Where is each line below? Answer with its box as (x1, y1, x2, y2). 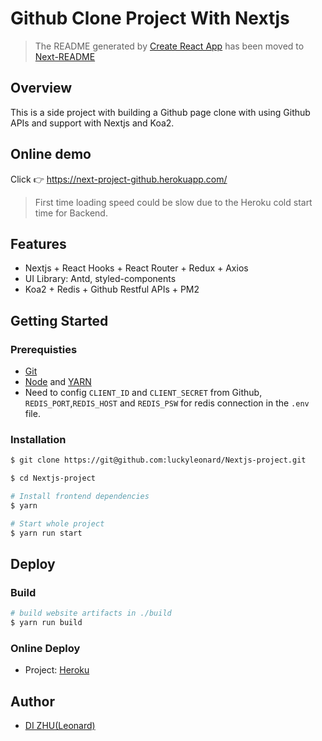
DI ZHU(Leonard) (24, 720, 96, 732)
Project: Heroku (24, 664, 90, 676)
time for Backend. (34, 207, 108, 219)
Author (10, 693, 55, 710)
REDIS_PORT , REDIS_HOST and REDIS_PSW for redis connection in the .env (24, 397, 310, 409)
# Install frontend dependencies (10, 492, 150, 502)
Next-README (34, 50, 96, 62)
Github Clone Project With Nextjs (10, 7, 290, 30)
